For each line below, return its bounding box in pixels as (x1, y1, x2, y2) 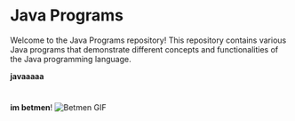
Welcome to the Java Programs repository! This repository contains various (10, 35, 287, 45)
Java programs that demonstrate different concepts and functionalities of (10, 44, 279, 54)
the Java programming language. (10, 53, 132, 64)
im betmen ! (10, 102, 53, 113)
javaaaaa (10, 70, 44, 81)
